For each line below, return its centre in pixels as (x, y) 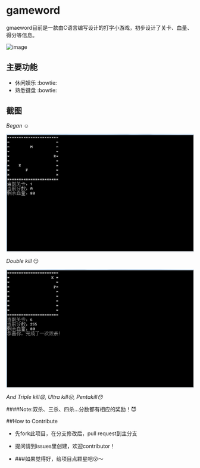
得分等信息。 (22, 35)
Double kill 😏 (23, 261)
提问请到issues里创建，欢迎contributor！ (65, 446)
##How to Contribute (32, 421)
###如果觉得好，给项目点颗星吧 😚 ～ (59, 458)
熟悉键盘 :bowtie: (36, 90)
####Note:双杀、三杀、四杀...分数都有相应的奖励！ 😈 (71, 409)
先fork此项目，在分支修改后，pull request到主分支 (76, 433)
